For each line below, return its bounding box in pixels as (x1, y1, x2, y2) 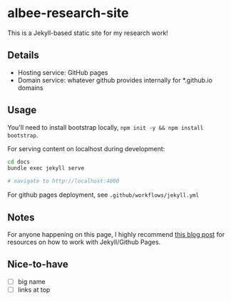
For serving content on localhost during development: (7, 144, 165, 153)
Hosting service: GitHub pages (17, 68, 108, 76)
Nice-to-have (7, 258, 69, 270)
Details (7, 49, 39, 61)
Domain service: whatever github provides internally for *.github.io (17, 76, 212, 84)
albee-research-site (7, 5, 129, 21)
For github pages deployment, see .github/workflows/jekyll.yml (7, 190, 200, 199)
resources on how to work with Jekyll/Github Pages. (7, 238, 161, 246)
